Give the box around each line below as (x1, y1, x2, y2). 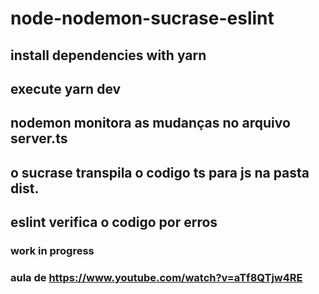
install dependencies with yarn (10, 47, 207, 64)
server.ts (10, 130, 68, 147)
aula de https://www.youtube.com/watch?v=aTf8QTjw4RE (10, 270, 303, 284)
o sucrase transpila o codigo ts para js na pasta (10, 164, 310, 181)
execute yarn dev (10, 80, 122, 97)
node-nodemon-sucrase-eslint (10, 7, 275, 30)
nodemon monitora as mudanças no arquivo (10, 115, 291, 132)
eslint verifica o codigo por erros (10, 214, 218, 231)
